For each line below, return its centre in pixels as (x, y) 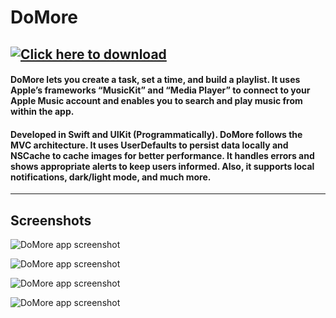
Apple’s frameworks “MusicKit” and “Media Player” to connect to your (160, 90)
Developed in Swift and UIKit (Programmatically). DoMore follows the (156, 134)
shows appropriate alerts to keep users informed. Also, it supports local (162, 166)
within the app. (42, 112)
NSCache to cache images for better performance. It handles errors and (162, 155)
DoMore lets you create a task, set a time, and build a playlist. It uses (155, 80)
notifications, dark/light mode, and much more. (111, 177)
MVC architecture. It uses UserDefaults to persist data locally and (149, 145)
